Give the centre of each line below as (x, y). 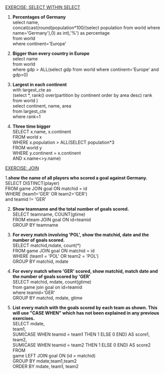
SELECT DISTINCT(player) (32, 183)
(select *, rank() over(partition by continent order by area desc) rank (82, 95)
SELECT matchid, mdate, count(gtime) (52, 282)
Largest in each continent (39, 84)
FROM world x (27, 137)
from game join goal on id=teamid (47, 287)
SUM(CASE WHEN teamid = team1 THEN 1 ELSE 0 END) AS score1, (81, 334)
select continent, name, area (42, 106)
